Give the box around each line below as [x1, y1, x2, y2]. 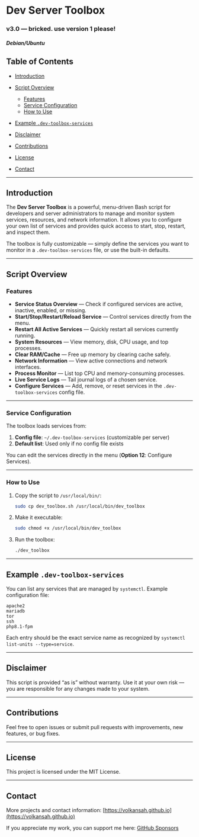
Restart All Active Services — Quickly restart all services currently [14, 326, 179, 333]
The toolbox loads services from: [6, 422, 87, 429]
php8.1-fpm [6, 624, 33, 630]
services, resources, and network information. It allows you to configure [6, 216, 182, 223]
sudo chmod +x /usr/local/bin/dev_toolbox [14, 525, 121, 531]
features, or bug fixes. [6, 730, 60, 737]
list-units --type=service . [6, 640, 75, 647]
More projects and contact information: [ [6, 807, 105, 814]
